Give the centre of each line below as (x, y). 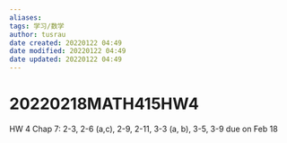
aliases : (26, 18)
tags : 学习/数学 (37, 26)
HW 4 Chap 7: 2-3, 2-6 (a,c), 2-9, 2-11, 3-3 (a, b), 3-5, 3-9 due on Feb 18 (143, 129)
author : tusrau (38, 34)
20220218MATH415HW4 (104, 104)
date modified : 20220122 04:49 (68, 51)
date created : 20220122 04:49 (66, 43)
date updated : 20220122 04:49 (66, 59)
